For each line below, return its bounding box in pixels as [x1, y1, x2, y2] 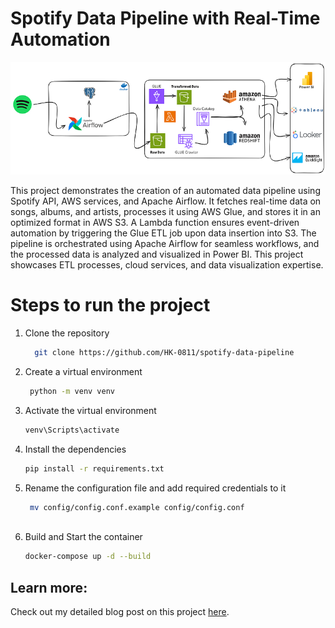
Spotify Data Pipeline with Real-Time [10, 7, 321, 30]
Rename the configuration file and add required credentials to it [24, 482, 287, 494]
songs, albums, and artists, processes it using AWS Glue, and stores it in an [10, 206, 321, 218]
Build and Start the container [24, 531, 143, 543]
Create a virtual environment [24, 365, 143, 377]
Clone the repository [24, 327, 110, 339]
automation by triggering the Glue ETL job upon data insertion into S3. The [10, 227, 317, 239]
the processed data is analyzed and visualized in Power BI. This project [10, 248, 304, 261]
